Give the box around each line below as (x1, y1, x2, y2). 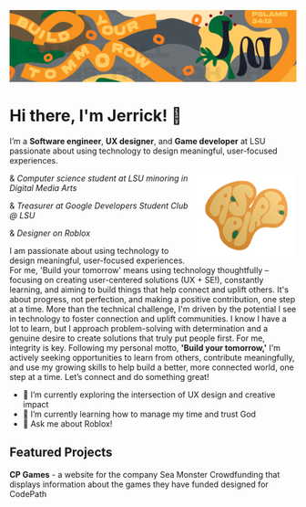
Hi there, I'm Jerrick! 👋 (9, 106, 182, 126)
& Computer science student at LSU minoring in (9, 173, 189, 184)
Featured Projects (9, 445, 113, 460)
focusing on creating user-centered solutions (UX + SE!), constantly (9, 274, 264, 285)
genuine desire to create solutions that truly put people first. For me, (9, 333, 266, 343)
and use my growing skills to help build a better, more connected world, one (9, 362, 294, 373)
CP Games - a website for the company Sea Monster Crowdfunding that (9, 469, 280, 480)
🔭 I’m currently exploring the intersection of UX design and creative (22, 389, 276, 400)
